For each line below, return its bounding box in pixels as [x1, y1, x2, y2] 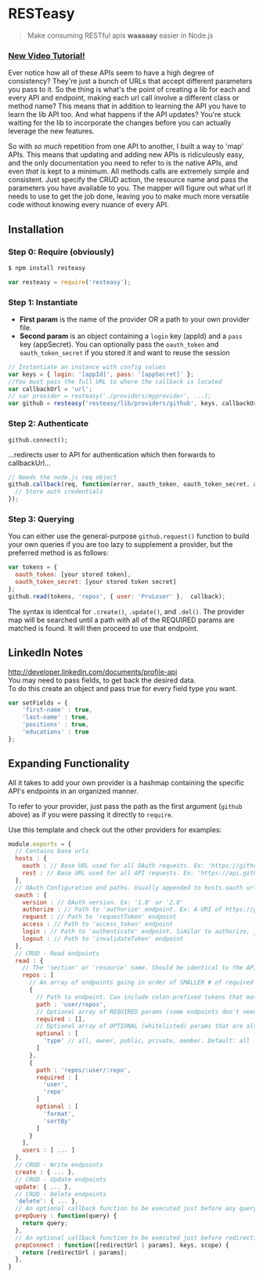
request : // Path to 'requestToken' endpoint [22, 913, 177, 921]
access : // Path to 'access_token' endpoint [22, 920, 174, 928]
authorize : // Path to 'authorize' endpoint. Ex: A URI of [22, 905, 222, 914]
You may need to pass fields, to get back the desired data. [8, 675, 196, 685]
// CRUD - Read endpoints [15, 949, 100, 957]
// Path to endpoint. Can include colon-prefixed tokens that [36, 993, 243, 1001]
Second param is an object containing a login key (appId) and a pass [19, 331, 243, 340]
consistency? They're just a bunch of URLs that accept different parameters [8, 76, 253, 86]
